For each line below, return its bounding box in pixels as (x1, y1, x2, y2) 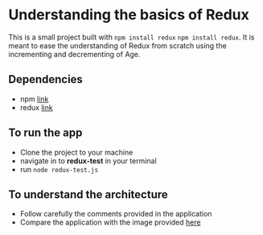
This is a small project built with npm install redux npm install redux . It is (8, 32, 255, 42)
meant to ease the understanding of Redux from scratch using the (8, 40, 227, 50)
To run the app (8, 126, 83, 140)
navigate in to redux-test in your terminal (19, 155, 157, 166)
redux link (19, 102, 54, 112)
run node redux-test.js (19, 164, 99, 174)
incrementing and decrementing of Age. (8, 49, 141, 59)
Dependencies (8, 72, 83, 86)
